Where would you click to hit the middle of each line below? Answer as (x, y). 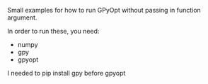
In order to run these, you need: (53, 31)
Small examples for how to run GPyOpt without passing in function (104, 10)
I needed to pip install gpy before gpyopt (67, 73)
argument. (22, 17)
